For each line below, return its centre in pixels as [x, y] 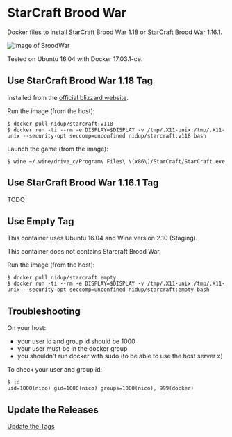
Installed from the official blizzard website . [68, 97]
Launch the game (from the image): [58, 149]
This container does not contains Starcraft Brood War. [84, 252]
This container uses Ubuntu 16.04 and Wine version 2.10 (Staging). [102, 238]
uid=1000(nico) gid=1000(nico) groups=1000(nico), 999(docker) [101, 388]
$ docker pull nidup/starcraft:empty [62, 278]
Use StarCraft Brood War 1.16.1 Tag [83, 183]
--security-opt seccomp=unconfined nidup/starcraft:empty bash [116, 290]
